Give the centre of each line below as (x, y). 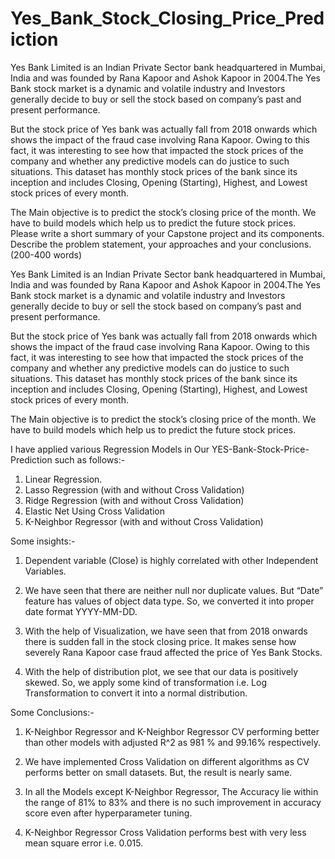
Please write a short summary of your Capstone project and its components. (167, 233)
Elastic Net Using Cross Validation (95, 511)
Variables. (45, 571)
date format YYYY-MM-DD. (81, 611)
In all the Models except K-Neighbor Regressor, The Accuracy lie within (171, 791)
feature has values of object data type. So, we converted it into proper (169, 601)
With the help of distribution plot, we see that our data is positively (161, 671)
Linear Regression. (63, 479)
